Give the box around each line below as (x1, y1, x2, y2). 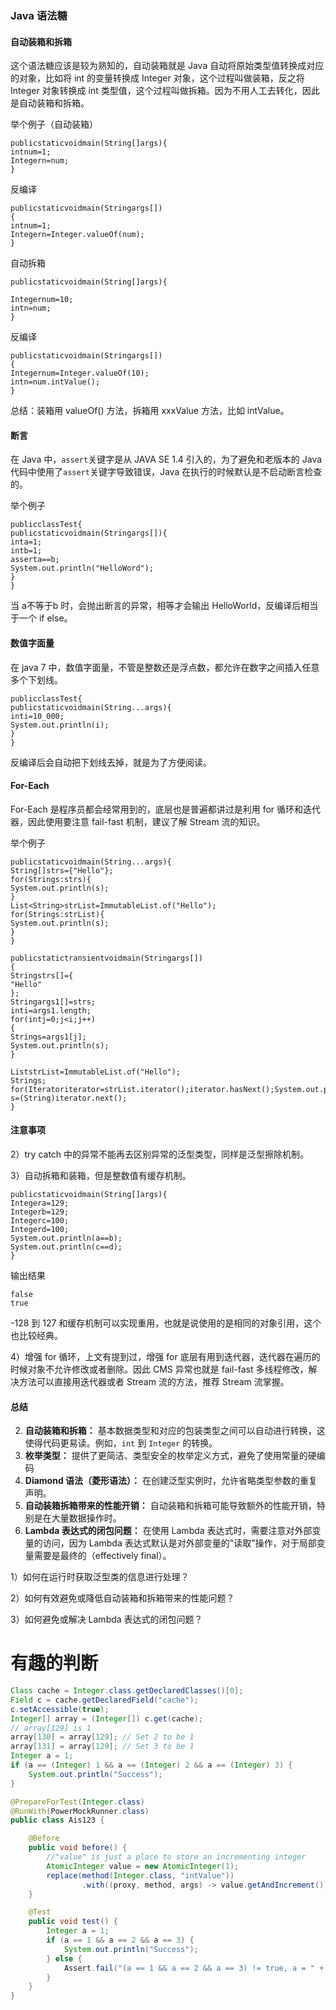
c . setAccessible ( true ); (10, 1704, 110, 1714)
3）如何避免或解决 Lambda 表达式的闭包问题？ (10, 1613, 203, 1626)
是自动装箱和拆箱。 (10, 97, 90, 109)
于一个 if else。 (10, 612, 73, 624)
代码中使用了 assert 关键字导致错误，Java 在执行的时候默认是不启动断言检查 (10, 466, 323, 478)
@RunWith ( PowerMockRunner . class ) (10, 1806, 150, 1816)
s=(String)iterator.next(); (10, 1093, 128, 1103)
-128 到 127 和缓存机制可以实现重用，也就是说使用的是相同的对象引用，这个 (10, 1317, 322, 1329)
